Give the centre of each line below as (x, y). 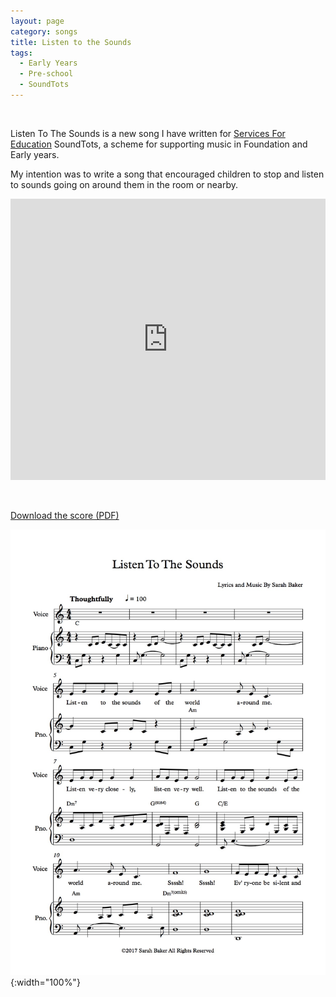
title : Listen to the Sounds (71, 42)
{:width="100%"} (45, 982)
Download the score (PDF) (65, 515)
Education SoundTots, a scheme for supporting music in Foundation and (159, 144)
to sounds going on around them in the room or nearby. (124, 184)
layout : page (37, 21)
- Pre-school (46, 74)
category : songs (44, 31)
